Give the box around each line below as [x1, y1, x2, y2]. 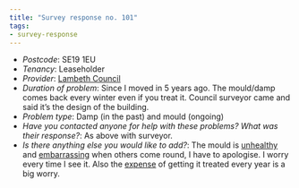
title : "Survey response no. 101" [9, 13, 139, 22]
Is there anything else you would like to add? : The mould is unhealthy [21, 140, 278, 150]
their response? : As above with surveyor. [21, 131, 173, 141]
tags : [9, 21, 30, 30]
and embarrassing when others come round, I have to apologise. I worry [21, 150, 289, 160]
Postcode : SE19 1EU [21, 55, 97, 65]
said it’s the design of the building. [21, 102, 149, 113]
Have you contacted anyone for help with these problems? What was [21, 121, 278, 132]
